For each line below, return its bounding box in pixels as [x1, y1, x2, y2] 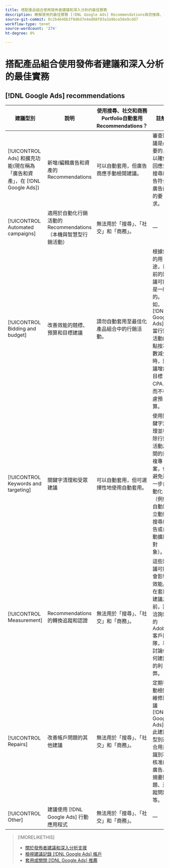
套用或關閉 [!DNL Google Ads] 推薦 [25, 857, 98, 863]
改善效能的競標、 [47, 322, 88, 328]
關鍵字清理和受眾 [47, 477, 88, 484]
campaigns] [8, 230, 36, 237]
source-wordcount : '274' [5, 26, 57, 31]
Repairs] [8, 741, 28, 748]
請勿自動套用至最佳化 [96, 318, 147, 325]
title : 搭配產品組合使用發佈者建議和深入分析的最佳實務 [5, 7, 107, 13]
